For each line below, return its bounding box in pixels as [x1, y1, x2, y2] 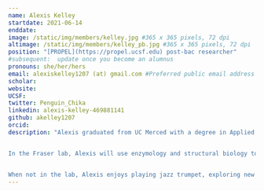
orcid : [8, 121, 30, 129]
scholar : [8, 77, 37, 85]
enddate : [8, 26, 37, 34]
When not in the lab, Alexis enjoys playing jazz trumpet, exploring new [8, 171, 255, 178]
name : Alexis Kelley [8, 11, 76, 20]
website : [8, 84, 37, 93]
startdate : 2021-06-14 [8, 19, 82, 27]
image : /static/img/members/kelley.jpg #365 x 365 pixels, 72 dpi [8, 33, 230, 42]
